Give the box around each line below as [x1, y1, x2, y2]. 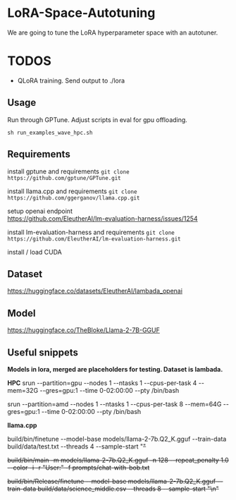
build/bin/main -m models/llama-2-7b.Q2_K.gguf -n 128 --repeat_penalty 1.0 [7, 456, 229, 464]
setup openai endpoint [7, 207, 73, 215]
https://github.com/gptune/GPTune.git [7, 174, 121, 181]
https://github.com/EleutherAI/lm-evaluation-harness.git [7, 235, 181, 243]
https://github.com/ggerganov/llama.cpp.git [7, 194, 140, 202]
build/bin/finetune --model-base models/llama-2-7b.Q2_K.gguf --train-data [7, 434, 227, 443]
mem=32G [7, 386, 39, 394]
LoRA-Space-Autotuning [7, 5, 156, 21]
